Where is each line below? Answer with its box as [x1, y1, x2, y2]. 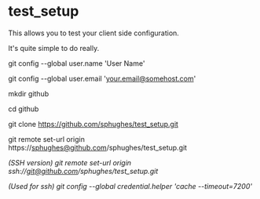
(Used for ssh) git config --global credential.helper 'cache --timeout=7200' [8, 181, 253, 190]
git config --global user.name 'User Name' [8, 58, 145, 68]
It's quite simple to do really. [8, 43, 100, 52]
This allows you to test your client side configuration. [8, 28, 179, 38]
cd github [8, 104, 39, 114]
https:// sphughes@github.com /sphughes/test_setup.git [8, 143, 187, 152]
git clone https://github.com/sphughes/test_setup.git [8, 119, 179, 128]
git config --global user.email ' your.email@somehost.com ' [8, 74, 196, 83]
